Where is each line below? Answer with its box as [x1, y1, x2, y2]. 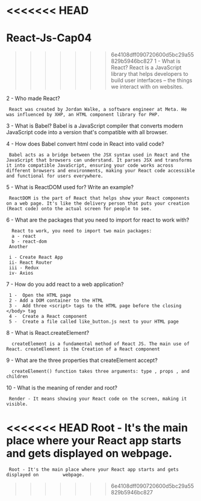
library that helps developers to [111, 70, 188, 78]
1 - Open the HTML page [8, 293, 71, 299]
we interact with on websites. [111, 83, 184, 90]
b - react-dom [11, 238, 47, 244]
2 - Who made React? [6, 95, 60, 102]
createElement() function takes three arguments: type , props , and [11, 369, 190, 375]
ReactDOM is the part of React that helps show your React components [8, 195, 190, 202]
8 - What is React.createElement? [6, 329, 89, 337]
